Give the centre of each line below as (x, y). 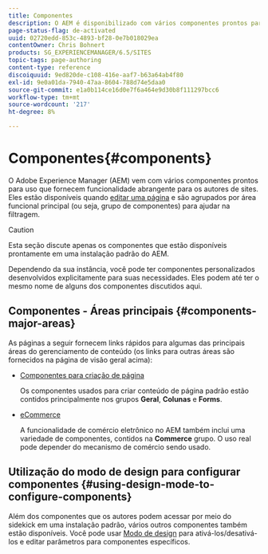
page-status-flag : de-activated (62, 30)
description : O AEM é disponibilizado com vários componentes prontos (128, 23)
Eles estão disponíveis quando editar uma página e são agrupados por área (132, 197)
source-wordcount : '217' (49, 104)
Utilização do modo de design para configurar (124, 472)
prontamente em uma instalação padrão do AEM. (89, 253)
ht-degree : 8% (32, 112)
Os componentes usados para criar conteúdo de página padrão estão (134, 391)
